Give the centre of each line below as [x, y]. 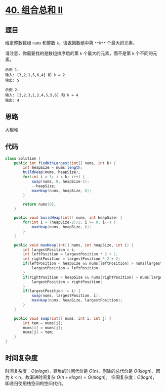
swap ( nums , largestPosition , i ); [66, 296]
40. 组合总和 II [34, 10]
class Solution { [23, 158]
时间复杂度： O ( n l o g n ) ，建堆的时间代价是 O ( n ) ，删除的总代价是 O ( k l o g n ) [79, 371]
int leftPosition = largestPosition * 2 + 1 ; [71, 254]
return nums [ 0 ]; [40, 204]
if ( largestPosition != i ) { [52, 291]
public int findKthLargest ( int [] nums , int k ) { [65, 163]
